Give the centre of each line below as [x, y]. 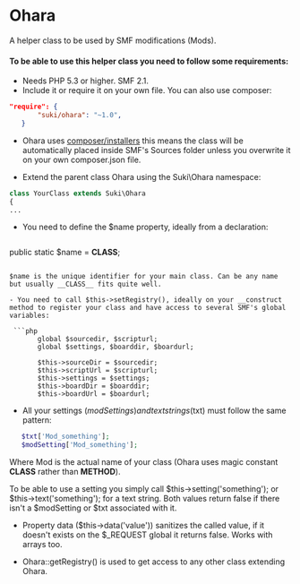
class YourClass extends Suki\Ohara [77, 193]
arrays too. [42, 545]
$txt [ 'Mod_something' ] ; [65, 437]
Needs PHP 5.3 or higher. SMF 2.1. [86, 81]
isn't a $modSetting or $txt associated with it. [93, 508]
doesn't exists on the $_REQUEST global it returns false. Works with [147, 535]
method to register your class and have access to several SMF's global [148, 308]
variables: [30, 316]
